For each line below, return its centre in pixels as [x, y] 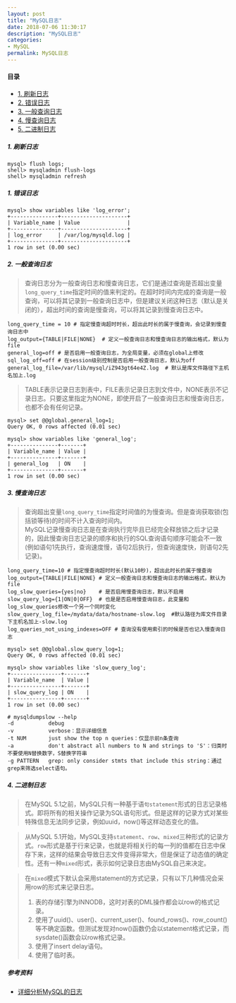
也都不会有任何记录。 [55, 407]
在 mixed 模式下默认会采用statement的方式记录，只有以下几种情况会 [121, 878]
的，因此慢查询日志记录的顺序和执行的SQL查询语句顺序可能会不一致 [123, 538]
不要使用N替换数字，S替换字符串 [47, 753]
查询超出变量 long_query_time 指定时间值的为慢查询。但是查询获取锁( [124, 511]
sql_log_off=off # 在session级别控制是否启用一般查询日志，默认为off [101, 360]
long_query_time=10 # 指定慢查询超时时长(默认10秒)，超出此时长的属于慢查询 [110, 570]
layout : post [26, 14]
